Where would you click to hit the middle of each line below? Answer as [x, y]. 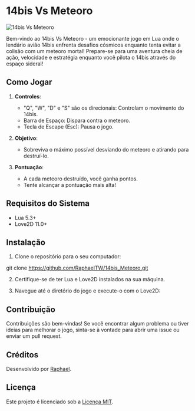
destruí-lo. [36, 156]
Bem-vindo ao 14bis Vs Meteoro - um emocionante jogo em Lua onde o [93, 38]
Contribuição [31, 309]
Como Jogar [29, 82]
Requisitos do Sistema [48, 204]
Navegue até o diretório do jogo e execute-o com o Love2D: [87, 291]
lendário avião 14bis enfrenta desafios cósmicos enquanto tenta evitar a [93, 45]
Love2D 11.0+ [31, 224]
